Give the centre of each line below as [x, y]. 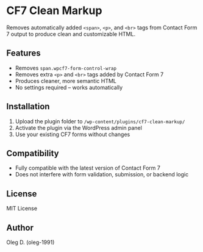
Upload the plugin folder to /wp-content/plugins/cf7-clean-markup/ [100, 121]
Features [23, 53]
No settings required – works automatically [69, 87]
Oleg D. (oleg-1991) [30, 242]
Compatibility [33, 153]
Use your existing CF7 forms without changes [73, 134]
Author [20, 227]
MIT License [22, 209]
